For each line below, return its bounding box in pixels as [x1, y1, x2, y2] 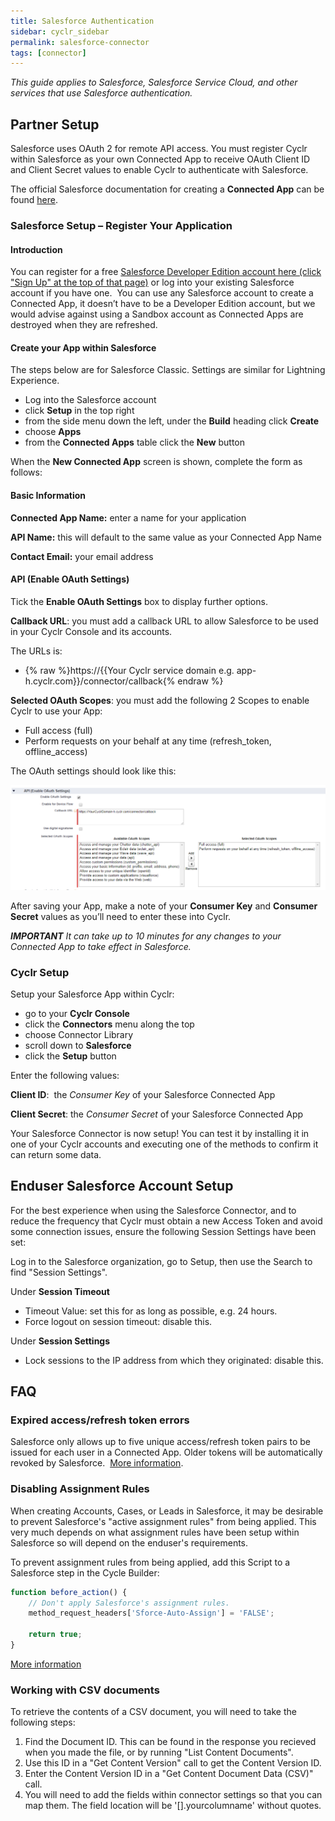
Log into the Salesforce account [24, 394, 157, 406]
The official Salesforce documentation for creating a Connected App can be [10, 183, 325, 195]
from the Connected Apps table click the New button [24, 436, 246, 449]
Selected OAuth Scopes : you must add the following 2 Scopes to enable [10, 694, 310, 706]
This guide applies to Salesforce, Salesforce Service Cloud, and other [10, 76, 298, 89]
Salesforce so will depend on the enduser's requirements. [10, 1536, 249, 1549]
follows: [10, 466, 43, 479]
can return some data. [10, 1148, 102, 1160]
